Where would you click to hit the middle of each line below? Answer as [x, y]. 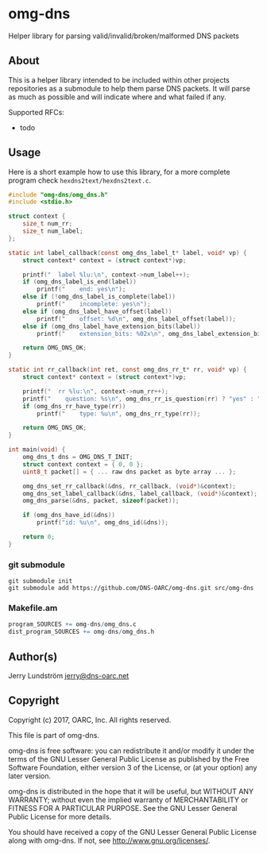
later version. [30, 776]
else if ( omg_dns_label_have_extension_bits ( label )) [112, 326]
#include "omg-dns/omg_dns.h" [58, 195]
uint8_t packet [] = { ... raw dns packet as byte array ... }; [130, 472]
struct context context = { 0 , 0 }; [83, 464]
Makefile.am [33, 608]
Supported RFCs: [37, 112]
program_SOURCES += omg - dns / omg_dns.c [72, 624]
